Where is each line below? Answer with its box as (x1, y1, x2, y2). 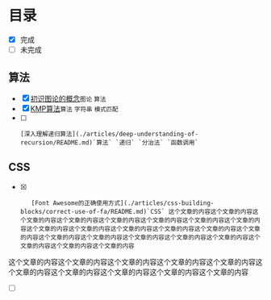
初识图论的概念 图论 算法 (30, 94, 106, 103)
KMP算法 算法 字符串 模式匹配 (30, 103, 119, 113)
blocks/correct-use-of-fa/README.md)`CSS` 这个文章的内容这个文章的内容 (19, 207, 252, 215)
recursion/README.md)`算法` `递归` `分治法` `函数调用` (19, 138, 199, 147)
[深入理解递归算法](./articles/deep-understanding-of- (19, 130, 199, 138)
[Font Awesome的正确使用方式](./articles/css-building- (31, 198, 215, 207)
